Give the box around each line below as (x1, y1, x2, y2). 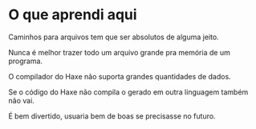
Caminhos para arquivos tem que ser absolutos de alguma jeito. (8, 32, 219, 42)
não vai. (8, 95, 35, 105)
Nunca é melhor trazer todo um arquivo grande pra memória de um (8, 47, 230, 57)
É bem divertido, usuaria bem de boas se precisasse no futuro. (8, 111, 216, 121)
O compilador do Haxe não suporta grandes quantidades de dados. (8, 71, 231, 81)
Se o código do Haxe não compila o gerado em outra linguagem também (8, 87, 249, 97)
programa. (8, 56, 43, 66)
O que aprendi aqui (8, 6, 138, 24)
